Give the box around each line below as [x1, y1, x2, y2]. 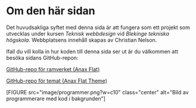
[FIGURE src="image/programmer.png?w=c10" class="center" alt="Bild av [6, 88, 189, 96]
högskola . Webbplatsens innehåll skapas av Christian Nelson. [6, 36, 157, 43]
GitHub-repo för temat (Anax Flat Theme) [6, 77, 108, 84]
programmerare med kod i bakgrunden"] [6, 95, 106, 102]
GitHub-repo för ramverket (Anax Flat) [6, 65, 100, 72]
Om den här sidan [6, 4, 95, 18]
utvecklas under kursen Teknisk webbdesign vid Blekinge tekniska [6, 30, 170, 37]
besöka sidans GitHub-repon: [6, 54, 79, 61]
